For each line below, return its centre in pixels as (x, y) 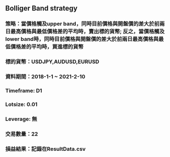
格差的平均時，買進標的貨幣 (50, 47)
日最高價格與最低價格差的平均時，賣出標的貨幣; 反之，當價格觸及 (85, 32)
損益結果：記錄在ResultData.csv (46, 149)
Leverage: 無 (21, 119)
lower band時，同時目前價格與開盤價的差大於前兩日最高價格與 (82, 39)
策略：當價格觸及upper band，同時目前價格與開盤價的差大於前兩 (85, 24)
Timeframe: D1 (24, 91)
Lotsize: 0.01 (21, 104)
